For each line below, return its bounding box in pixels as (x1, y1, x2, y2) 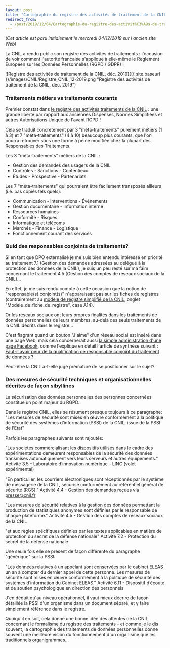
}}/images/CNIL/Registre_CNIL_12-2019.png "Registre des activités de (5, 76, 150, 82)
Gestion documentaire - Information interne (12, 203, 104, 209)
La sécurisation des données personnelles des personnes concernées (5, 394, 152, 400)
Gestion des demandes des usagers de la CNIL (12, 162, 111, 168)
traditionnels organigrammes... (5, 637, 69, 643)
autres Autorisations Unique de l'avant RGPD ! (5, 117, 101, 123)
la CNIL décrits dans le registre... (5, 322, 73, 328)
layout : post (5, 7, 33, 13)
